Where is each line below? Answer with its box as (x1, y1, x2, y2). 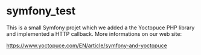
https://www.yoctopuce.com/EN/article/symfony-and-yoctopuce (6, 42, 167, 49)
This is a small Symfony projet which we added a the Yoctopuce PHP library (6, 24, 195, 31)
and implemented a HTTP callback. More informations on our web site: (6, 30, 182, 37)
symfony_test (6, 4, 76, 18)
